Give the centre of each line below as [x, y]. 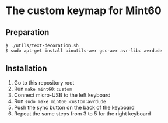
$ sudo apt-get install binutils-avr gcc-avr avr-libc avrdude [84, 51]
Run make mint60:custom [43, 89]
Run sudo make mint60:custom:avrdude [60, 101]
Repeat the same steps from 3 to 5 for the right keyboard [82, 113]
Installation [26, 68]
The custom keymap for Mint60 [83, 11]
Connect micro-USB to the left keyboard [62, 95]
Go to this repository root [44, 82]
